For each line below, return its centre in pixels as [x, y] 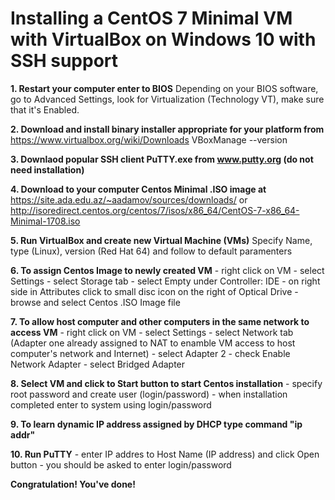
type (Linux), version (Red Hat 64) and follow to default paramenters [151, 251]
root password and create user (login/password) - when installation [149, 394]
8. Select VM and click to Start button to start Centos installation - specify [166, 383]
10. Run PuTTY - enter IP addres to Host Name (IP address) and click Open [165, 454]
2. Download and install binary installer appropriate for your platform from [167, 129]
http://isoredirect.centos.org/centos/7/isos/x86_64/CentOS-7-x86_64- [155, 210]
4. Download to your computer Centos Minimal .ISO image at [138, 189]
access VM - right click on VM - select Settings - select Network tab [152, 332]
